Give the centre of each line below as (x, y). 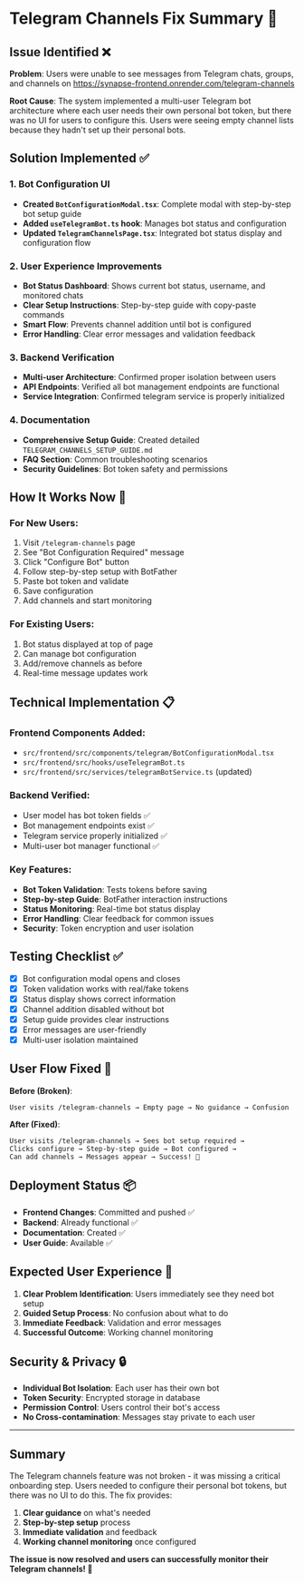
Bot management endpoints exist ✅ (89, 826)
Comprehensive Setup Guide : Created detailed (111, 440)
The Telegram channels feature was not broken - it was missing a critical (145, 1476)
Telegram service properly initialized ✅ (95, 835)
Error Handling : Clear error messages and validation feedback (139, 334)
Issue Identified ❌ (60, 52)
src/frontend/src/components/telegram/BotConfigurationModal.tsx (148, 753)
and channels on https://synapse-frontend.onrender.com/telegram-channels (152, 83)
